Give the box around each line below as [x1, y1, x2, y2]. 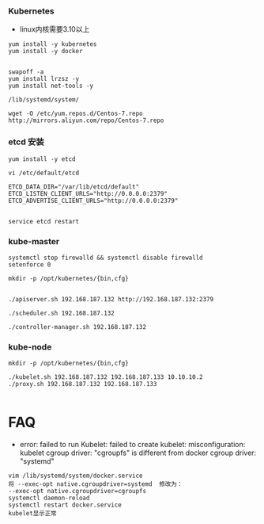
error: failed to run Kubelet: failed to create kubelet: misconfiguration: [19, 440, 246, 449]
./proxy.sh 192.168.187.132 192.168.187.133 [8, 381, 157, 388]
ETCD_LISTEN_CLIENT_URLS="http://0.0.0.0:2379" [8, 189, 168, 197]
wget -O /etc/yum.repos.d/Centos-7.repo [8, 109, 144, 118]
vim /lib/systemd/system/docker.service [8, 472, 144, 480]
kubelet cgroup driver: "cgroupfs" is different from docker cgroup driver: [19, 448, 257, 457]
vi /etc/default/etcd [8, 169, 80, 177]
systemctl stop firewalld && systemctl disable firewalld [8, 254, 203, 262]
